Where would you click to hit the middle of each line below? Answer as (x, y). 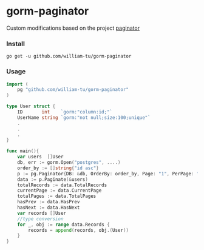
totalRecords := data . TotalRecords (62, 185)
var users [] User (40, 157)
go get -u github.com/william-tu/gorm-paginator (69, 56)
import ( (17, 84)
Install (16, 44)
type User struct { (31, 106)
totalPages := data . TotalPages (57, 196)
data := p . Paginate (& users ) (53, 179)
